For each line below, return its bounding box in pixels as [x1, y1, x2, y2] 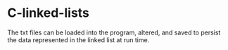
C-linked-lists [7, 5, 90, 21]
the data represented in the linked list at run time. [7, 35, 150, 44]
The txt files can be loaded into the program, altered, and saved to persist [7, 28, 221, 37]
